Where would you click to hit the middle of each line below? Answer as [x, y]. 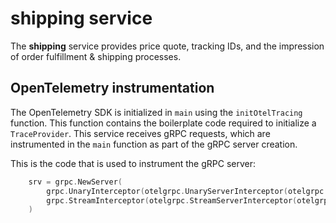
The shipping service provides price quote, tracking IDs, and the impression [167, 46]
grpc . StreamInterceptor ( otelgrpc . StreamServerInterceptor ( [172, 200]
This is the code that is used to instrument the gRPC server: [133, 163]
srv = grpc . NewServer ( [75, 182]
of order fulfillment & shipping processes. [96, 56]
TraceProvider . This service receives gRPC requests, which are [140, 133]
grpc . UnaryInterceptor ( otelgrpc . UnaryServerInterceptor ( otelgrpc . [187, 191]
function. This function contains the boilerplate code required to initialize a [163, 123]
